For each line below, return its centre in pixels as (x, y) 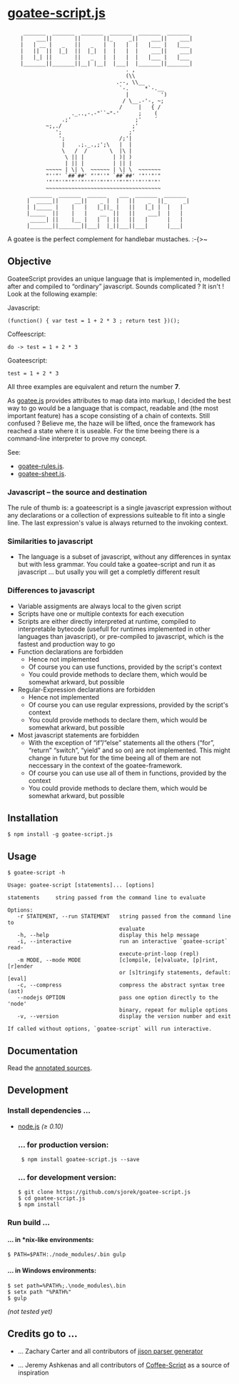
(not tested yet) (30, 1311)
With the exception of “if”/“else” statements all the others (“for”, (122, 742)
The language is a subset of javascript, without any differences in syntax (124, 557)
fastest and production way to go (66, 644)
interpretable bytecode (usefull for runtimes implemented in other (114, 629)
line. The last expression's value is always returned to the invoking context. (118, 523)
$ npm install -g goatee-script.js (60, 834)
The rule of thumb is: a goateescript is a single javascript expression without (119, 507)
